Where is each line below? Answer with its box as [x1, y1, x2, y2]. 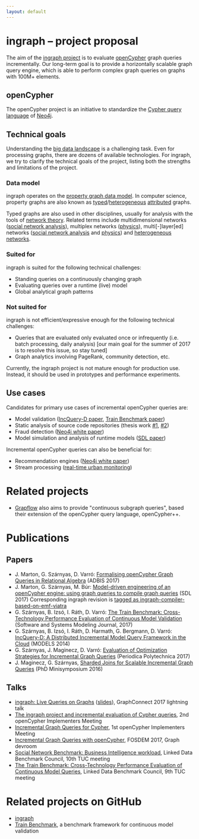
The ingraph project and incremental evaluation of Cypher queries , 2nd [14, 711, 189, 718]
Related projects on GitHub [6, 794, 142, 808]
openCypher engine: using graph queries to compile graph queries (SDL [14, 589, 192, 597]
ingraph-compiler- [140, 595, 185, 603]
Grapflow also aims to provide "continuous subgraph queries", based [14, 504, 184, 511]
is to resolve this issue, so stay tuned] [14, 347, 108, 354]
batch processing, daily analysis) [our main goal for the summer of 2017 [14, 340, 191, 348]
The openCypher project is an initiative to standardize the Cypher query [6, 106, 182, 113]
